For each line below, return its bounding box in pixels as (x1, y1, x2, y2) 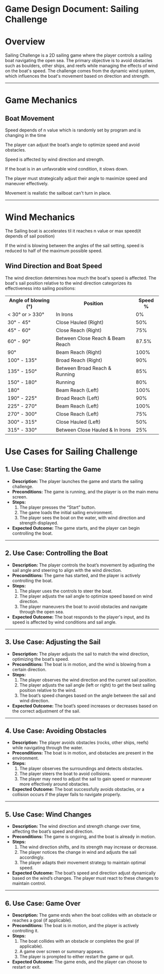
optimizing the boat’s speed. (12, 656, 69, 662)
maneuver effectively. (5, 181, 49, 187)
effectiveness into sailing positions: (5, 285, 76, 291)
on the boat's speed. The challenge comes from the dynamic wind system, (5, 68, 156, 74)
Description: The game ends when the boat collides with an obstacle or (12, 912, 157, 918)
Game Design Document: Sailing (5, 3, 139, 15)
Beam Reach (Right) (56, 348, 102, 355)
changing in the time (5, 132, 46, 138)
